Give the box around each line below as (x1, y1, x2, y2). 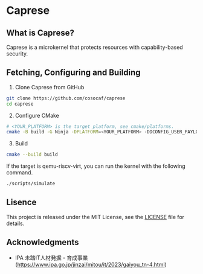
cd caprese (6, 101, 34, 107)
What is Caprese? (6, 28, 74, 38)
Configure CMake (14, 112, 59, 119)
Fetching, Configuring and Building (6, 68, 141, 78)
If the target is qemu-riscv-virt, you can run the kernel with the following (6, 162, 185, 170)
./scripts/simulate (6, 180, 56, 187)
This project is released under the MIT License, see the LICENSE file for (6, 213, 185, 220)
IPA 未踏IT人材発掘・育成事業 (14, 254, 88, 261)
